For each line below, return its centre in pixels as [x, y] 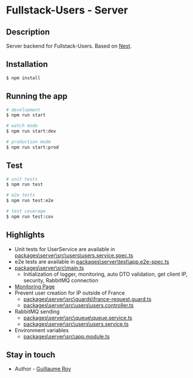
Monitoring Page [35, 286]
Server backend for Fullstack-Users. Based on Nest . [69, 46]
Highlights [26, 235]
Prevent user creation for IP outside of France [70, 293]
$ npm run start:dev [31, 131]
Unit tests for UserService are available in [65, 249]
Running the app [37, 97]
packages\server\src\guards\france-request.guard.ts [87, 299]
